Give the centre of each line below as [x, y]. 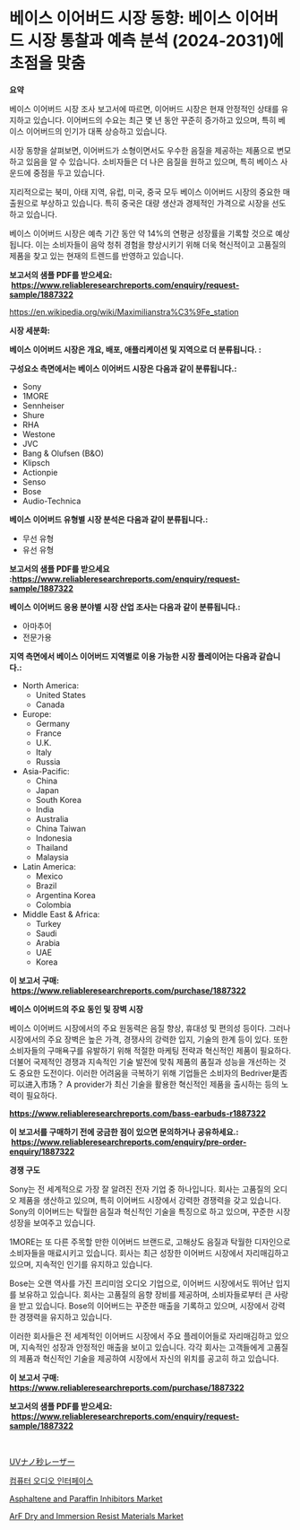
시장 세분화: [30, 330]
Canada [50, 704]
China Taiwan [61, 828]
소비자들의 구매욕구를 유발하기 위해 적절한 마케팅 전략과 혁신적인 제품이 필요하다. [150, 1050]
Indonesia [54, 838]
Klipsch [36, 462]
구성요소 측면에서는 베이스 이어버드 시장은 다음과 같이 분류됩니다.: [123, 368]
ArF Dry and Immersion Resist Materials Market [96, 1516]
